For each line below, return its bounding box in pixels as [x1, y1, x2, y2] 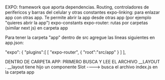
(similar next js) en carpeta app [5, 25, 68, 31]
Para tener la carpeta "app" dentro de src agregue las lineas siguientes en [5, 34, 155, 40]
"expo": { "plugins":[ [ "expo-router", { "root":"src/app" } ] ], [5, 49, 126, 55]
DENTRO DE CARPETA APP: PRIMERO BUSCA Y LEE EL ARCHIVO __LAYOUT [5, 59, 160, 64]
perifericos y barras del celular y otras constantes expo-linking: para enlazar [5, 9, 160, 15]
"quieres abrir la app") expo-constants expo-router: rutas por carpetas [5, 20, 148, 26]
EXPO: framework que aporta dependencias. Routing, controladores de [5, 4, 149, 10]
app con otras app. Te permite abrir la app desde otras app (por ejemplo [5, 15, 151, 20]
